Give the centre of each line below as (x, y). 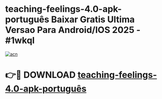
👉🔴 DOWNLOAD (40, 75)
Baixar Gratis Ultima (93, 19)
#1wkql (20, 41)
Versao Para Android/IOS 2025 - (73, 30)
